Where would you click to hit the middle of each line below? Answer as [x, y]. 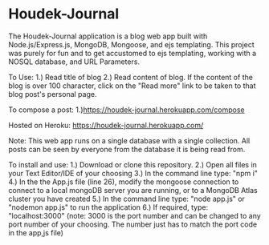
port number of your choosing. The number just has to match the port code [133, 224]
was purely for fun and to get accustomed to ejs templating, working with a [132, 53]
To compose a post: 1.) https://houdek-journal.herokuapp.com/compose [126, 110]
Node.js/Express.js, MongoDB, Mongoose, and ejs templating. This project [131, 44]
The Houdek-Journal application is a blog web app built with [108, 36]
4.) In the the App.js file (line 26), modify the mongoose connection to [124, 182]
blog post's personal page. [53, 94]
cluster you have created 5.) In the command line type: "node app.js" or [126, 199]
